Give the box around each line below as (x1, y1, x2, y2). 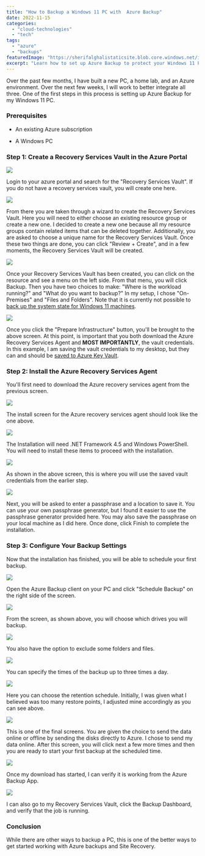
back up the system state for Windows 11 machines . (6, 303, 137, 310)
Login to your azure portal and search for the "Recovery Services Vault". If (6, 178, 193, 185)
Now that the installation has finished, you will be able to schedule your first (6, 555, 196, 563)
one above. (6, 417, 35, 425)
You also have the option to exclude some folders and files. (6, 644, 155, 652)
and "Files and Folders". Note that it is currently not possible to (33, 296, 191, 303)
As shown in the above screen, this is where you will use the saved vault (6, 470, 188, 478)
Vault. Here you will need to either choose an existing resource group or (6, 215, 187, 222)
